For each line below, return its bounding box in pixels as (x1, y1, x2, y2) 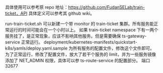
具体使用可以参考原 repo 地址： (5, 4, 69, 10)
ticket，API (5, 10, 28, 16)
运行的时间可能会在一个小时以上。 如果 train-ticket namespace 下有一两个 (9, 27, 159, 33)
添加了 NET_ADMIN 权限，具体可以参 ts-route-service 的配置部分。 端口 (5, 58, 150, 63)
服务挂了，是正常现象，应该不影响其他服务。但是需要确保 (5, 33, 121, 39)
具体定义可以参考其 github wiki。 (28, 10, 94, 16)
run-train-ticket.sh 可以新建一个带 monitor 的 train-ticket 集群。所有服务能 (5, 21, 154, 26)
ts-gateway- (121, 33, 147, 39)
